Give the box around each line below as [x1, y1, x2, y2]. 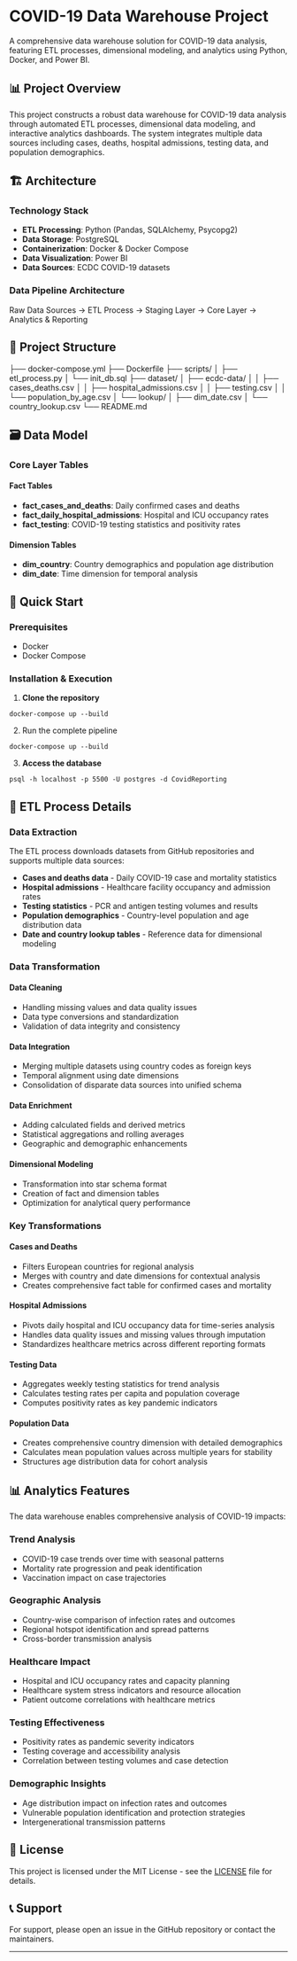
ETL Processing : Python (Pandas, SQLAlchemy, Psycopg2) [21, 224, 239, 236]
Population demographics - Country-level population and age [21, 910, 249, 921]
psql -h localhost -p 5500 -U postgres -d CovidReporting [9, 775, 227, 784]
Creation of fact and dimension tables [21, 1187, 160, 1198]
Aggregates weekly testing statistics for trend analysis [21, 1379, 220, 1389]
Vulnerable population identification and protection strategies [21, 1807, 246, 1817]
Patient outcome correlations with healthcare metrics [21, 1694, 216, 1705]
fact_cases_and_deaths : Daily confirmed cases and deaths [21, 501, 240, 511]
